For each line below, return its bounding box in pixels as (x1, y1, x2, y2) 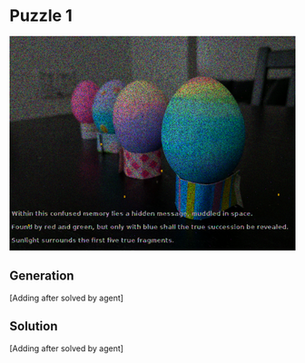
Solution (9, 319, 58, 334)
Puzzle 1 (9, 5, 73, 26)
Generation (9, 269, 74, 284)
